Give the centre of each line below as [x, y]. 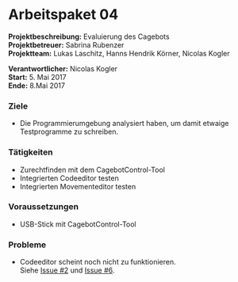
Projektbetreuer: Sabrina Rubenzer [66, 44]
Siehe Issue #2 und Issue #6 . [67, 270]
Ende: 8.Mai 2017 [37, 86]
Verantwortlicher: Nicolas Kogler [63, 68]
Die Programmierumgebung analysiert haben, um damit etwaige [124, 124]
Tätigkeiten [31, 152]
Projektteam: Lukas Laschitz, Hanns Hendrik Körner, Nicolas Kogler [119, 53]
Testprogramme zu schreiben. [69, 131]
